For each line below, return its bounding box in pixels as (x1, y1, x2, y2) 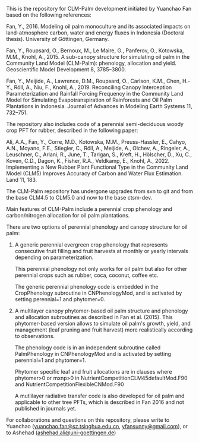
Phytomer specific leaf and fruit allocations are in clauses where (14, 368, 172, 375)
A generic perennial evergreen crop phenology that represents (14, 241, 168, 248)
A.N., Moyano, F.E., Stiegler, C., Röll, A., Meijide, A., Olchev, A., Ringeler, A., (6, 145, 190, 151)
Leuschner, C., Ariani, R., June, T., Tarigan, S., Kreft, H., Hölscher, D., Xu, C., (6, 151, 192, 158)
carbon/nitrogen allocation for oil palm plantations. (6, 212, 130, 219)
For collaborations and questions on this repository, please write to (6, 416, 170, 424)
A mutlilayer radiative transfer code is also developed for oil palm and (14, 392, 185, 399)
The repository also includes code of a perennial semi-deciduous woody (6, 121, 184, 127)
